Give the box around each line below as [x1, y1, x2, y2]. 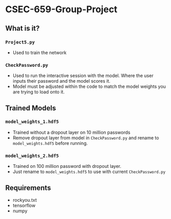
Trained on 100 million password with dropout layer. [12, 163, 121, 169]
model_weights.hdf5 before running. [12, 140, 88, 146]
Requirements [5, 183, 51, 192]
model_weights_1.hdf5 [5, 119, 59, 125]
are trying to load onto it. [12, 89, 65, 95]
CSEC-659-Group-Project [5, 4, 117, 15]
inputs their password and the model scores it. [12, 78, 111, 84]
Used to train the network [12, 50, 67, 56]
